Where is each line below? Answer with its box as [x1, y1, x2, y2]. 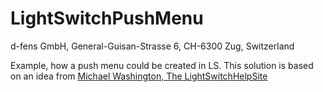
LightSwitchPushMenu [10, 7, 204, 30]
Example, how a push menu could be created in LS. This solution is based [10, 59, 314, 71]
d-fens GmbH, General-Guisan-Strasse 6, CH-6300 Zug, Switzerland [10, 40, 295, 52]
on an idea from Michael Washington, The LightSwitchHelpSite [10, 70, 268, 82]
